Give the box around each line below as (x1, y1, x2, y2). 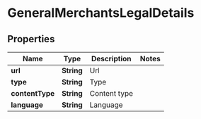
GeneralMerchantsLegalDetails (7, 5, 195, 21)
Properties (7, 33, 55, 45)
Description (91, 54, 132, 63)
